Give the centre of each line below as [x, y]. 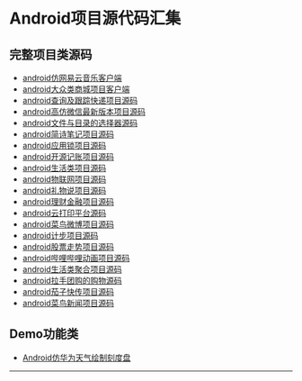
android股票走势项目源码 [68, 247]
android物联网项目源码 [64, 179]
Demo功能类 [44, 334]
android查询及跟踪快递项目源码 [80, 100]
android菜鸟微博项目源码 [68, 224]
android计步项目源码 [60, 236]
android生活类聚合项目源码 [72, 269]
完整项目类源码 [51, 54]
